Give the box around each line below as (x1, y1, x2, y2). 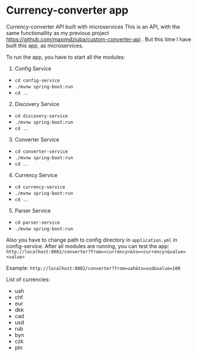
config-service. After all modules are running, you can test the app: (6, 242, 170, 249)
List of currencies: (6, 276, 50, 283)
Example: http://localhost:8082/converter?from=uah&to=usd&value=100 (6, 264, 181, 271)
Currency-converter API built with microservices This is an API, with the (6, 23, 180, 30)
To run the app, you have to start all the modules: (6, 53, 126, 60)
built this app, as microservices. (6, 42, 84, 49)
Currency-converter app (6, 4, 129, 17)
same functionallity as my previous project (6, 29, 109, 36)
